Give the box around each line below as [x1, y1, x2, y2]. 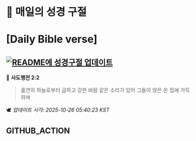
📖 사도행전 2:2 [6, 74, 40, 81]
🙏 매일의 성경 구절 [6, 5, 87, 19]
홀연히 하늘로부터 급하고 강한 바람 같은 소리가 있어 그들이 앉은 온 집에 [20, 86, 180, 94]
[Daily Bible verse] [6, 33, 98, 46]
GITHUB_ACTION [6, 126, 71, 136]
